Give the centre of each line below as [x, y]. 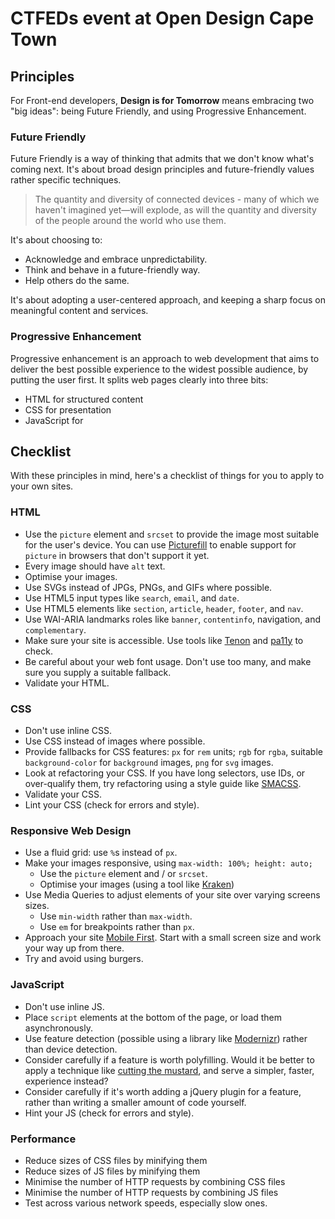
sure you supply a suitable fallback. [98, 672]
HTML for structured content [84, 399]
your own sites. [42, 486]
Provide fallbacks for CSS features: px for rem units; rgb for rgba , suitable [173, 751]
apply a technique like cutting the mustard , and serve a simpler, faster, [169, 1070]
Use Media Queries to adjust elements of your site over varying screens [172, 895]
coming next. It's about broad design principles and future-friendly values [162, 169]
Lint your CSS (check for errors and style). [112, 805]
